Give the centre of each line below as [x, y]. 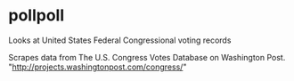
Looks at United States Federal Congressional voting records [120, 40]
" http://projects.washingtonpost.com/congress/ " [98, 67]
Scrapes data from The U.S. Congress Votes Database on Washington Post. [147, 57]
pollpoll [36, 16]
